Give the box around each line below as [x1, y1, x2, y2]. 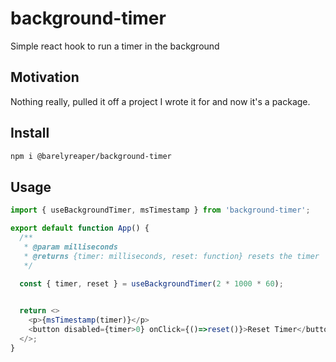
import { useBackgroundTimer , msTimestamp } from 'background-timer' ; [10, 205, 311, 216]
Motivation [10, 69, 80, 86]
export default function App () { [10, 223, 150, 234]
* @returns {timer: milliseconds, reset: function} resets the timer [23, 251, 320, 261]
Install [10, 125, 50, 142]
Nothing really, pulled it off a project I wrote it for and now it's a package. [10, 95, 311, 107]
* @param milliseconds [23, 242, 118, 252]
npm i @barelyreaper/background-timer [10, 151, 172, 161]
